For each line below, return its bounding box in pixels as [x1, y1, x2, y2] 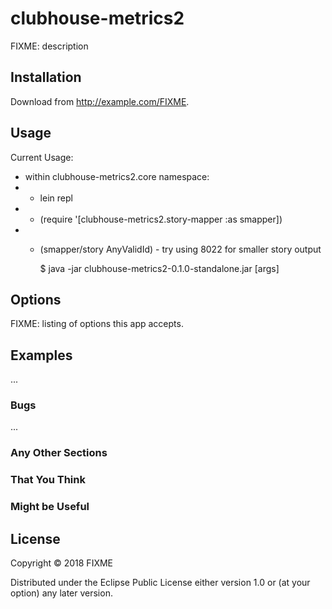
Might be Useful [10, 500, 90, 514]
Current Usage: [10, 151, 74, 163]
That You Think [10, 473, 86, 487]
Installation [10, 69, 82, 86]
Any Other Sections [10, 446, 108, 460]
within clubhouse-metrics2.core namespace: [24, 170, 210, 182]
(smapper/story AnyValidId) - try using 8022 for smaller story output [39, 243, 322, 255]
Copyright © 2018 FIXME [10, 557, 114, 569]
